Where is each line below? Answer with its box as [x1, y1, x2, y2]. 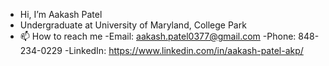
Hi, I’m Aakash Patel [19, 9, 103, 20]
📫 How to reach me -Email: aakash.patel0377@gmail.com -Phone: [19, 30, 297, 42]
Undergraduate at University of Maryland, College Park [19, 19, 247, 31]
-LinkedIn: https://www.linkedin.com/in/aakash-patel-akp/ [64, 45, 304, 56]
